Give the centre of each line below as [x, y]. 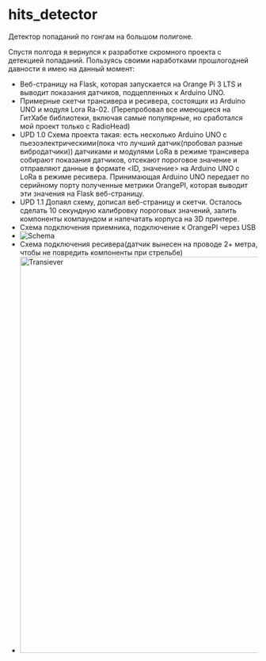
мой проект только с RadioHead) [75, 126]
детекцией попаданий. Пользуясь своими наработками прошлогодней [129, 60]
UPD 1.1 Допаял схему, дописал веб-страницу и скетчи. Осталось [131, 202]
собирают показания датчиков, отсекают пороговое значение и [128, 159]
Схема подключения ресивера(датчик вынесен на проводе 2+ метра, [139, 244]
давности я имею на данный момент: [71, 68]
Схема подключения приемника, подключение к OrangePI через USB [137, 227]
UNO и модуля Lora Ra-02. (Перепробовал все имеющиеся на [125, 109]
